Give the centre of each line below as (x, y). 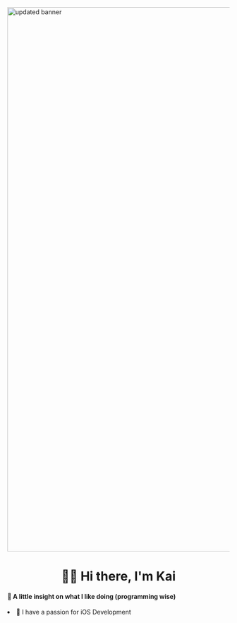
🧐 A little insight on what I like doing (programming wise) (92, 596)
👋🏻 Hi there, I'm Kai (119, 577)
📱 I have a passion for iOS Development (74, 612)
